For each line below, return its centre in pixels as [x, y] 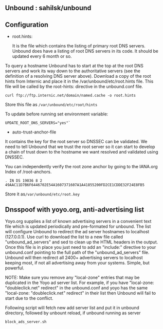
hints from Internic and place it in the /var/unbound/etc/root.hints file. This [79, 81]
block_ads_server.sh [26, 322]
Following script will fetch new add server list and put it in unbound [72, 308]
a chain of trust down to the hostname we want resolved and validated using [82, 152]
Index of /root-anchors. [28, 172]
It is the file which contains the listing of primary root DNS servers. [79, 46]
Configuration [27, 25]
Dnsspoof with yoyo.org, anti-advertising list [75, 209]
